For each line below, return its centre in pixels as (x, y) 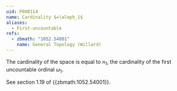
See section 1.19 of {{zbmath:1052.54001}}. (58, 82)
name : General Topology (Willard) (59, 45)
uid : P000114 (22, 12)
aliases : (17, 22)
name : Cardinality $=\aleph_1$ (45, 17)
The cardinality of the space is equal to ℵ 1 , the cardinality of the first (89, 62)
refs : (13, 34)
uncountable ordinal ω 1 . (35, 70)
